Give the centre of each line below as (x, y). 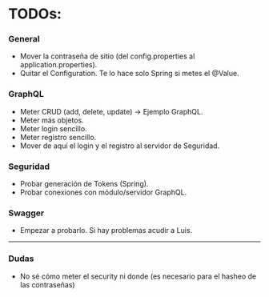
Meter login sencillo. (53, 128)
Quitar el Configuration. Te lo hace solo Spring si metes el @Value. (129, 74)
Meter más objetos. (52, 120)
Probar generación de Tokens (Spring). (84, 184)
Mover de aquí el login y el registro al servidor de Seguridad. (120, 146)
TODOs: (35, 14)
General (24, 39)
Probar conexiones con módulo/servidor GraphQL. (103, 192)
